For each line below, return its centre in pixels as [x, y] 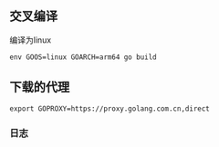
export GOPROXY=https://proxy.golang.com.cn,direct [109, 108]
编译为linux [31, 40]
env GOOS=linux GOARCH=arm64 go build [83, 57]
